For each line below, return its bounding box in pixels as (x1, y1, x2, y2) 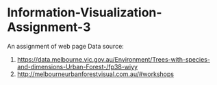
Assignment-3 (7, 19, 91, 35)
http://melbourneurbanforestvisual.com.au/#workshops (16, 70, 175, 78)
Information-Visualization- (7, 5, 162, 21)
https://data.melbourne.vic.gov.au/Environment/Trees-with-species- (16, 55, 211, 63)
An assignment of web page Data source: (7, 42, 125, 50)
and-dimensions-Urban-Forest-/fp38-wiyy (16, 62, 138, 71)
